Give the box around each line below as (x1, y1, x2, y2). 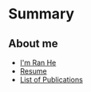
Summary (8, 5, 74, 23)
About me (8, 37, 58, 50)
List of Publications (19, 75, 84, 84)
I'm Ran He (19, 58, 57, 67)
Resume (19, 66, 47, 76)
